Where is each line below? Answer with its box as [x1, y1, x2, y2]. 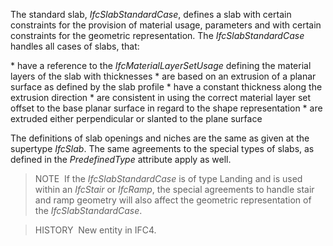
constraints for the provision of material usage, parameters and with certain [10, 19, 322, 31]
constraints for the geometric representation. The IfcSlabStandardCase [10, 30, 305, 41]
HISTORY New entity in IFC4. [34, 224, 157, 236]
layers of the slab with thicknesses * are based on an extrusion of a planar [10, 70, 317, 82]
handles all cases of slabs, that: [10, 40, 140, 52]
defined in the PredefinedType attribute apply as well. [10, 154, 232, 165]
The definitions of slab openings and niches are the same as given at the [10, 132, 310, 144]
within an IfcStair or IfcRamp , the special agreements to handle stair [34, 184, 315, 195]
